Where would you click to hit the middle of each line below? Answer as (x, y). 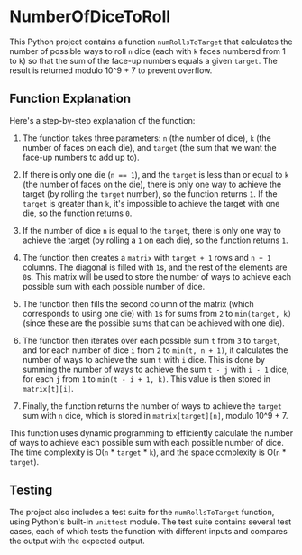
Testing (31, 490)
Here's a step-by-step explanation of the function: (102, 120)
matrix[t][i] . (48, 388)
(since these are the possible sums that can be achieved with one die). (154, 323)
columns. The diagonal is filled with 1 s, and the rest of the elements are (155, 267)
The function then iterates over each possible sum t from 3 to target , (151, 340)
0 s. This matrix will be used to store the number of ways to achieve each (157, 276)
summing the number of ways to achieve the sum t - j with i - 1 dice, (156, 369)
